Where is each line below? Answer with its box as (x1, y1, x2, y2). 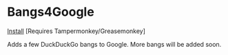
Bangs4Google (7, 4, 94, 20)
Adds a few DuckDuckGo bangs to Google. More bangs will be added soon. (7, 40, 222, 48)
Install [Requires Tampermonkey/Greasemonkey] (7, 27, 146, 35)
